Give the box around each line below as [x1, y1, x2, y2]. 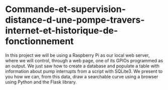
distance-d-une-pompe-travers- [5, 14, 145, 26]
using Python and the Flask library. [5, 79, 77, 85]
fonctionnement [5, 36, 74, 47]
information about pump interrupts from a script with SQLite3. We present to [5, 68, 163, 74]
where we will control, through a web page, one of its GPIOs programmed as [5, 57, 163, 63]
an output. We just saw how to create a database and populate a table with [5, 63, 159, 69]
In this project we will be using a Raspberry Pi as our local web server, [5, 52, 150, 58]
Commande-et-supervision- [5, 4, 126, 15]
